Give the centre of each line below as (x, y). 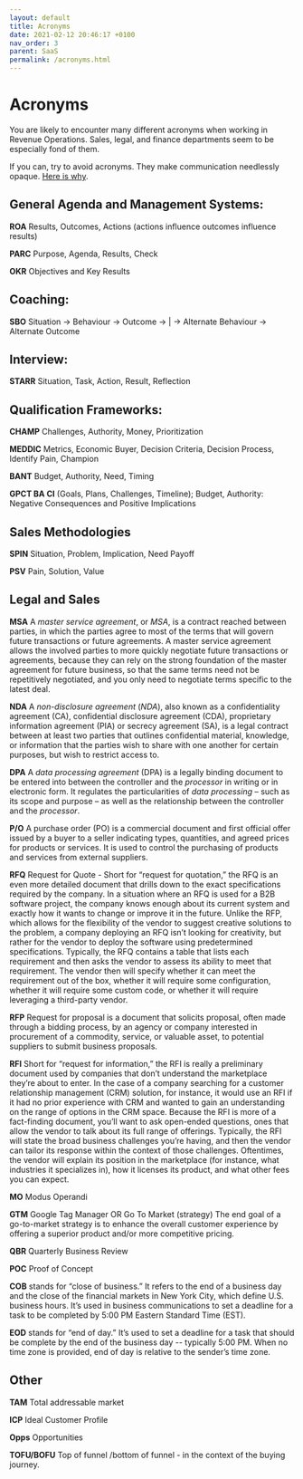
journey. (24, 1465)
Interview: (39, 359)
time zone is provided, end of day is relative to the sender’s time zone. (140, 1351)
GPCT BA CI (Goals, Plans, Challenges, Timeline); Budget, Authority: (137, 494)
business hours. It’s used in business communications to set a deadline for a (151, 1305)
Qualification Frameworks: (86, 410)
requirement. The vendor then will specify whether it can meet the (133, 971)
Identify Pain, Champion (54, 459)
